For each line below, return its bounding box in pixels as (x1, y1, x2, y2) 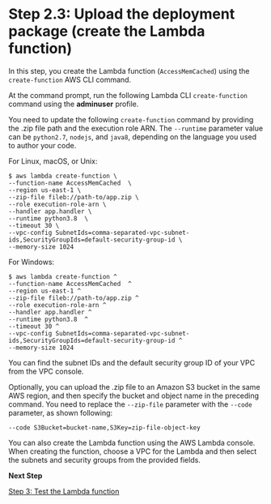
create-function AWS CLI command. (8, 75, 132, 84)
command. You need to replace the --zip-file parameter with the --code (8, 399, 252, 409)
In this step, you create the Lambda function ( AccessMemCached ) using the (8, 66, 250, 75)
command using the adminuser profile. (8, 99, 139, 109)
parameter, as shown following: (8, 408, 113, 417)
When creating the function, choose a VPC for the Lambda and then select (8, 446, 257, 456)
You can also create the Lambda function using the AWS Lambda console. (8, 438, 256, 447)
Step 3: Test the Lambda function (8, 486, 120, 496)
